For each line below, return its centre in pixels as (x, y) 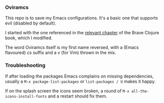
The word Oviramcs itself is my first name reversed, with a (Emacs (72, 48)
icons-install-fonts (26, 96)
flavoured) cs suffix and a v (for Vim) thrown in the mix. (61, 52)
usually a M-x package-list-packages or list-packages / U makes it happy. (80, 81)
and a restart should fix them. (78, 96)
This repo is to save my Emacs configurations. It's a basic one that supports (82, 18)
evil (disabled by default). (31, 23)
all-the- (140, 91)
